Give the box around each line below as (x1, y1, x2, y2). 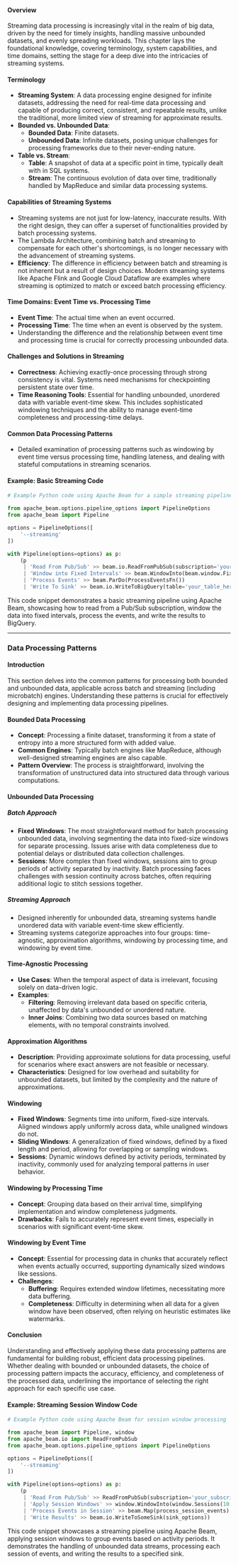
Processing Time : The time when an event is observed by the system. (17, 321, 223, 329)
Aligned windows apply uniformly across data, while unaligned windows (17, 1123, 228, 1131)
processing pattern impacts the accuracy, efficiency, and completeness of (7, 1369, 225, 1377)
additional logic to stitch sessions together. (17, 879, 143, 888)
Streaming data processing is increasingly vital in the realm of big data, (7, 21, 215, 30)
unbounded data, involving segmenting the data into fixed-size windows (17, 834, 229, 842)
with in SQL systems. (28, 167, 90, 175)
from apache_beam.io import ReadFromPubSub (7, 1435, 138, 1442)
